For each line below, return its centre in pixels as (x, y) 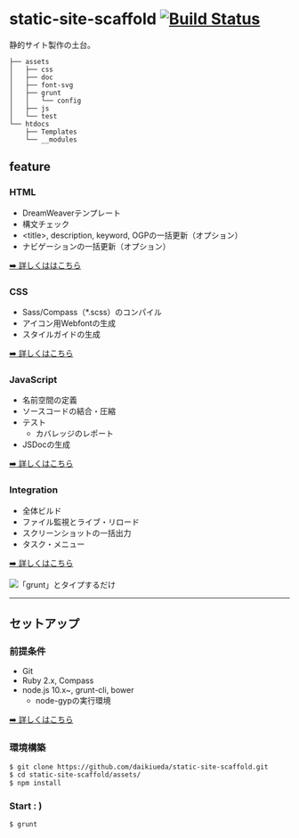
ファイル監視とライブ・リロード (81, 522)
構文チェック (45, 224)
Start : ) (26, 806)
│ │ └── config (45, 101)
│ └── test (33, 116)
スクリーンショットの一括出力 (77, 533)
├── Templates (51, 132)
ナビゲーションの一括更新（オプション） (96, 246)
